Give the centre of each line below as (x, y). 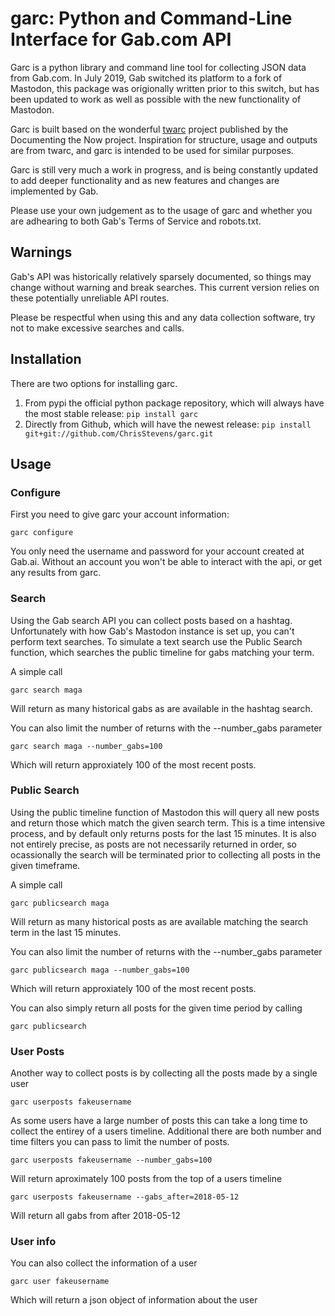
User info (33, 1242)
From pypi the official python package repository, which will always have (174, 403)
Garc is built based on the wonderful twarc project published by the (149, 129)
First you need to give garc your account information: (120, 514)
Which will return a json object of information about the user (134, 1300)
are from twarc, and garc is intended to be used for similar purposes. (152, 150)
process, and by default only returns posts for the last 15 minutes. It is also (163, 833)
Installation (46, 359)
